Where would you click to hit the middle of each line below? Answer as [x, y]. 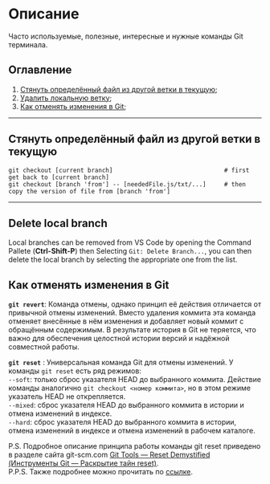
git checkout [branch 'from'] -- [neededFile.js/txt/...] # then [127, 184]
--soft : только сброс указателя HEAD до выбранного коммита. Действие [135, 380]
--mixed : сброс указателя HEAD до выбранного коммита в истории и [126, 405]
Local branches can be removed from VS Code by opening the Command [130, 242]
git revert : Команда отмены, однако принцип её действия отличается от [135, 304]
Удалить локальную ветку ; [66, 98]
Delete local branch [58, 223]
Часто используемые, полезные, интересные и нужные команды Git [126, 36]
